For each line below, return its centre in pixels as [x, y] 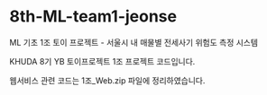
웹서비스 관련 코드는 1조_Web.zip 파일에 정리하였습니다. [107, 80]
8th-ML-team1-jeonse [93, 17]
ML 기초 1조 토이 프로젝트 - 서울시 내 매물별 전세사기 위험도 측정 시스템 [134, 42]
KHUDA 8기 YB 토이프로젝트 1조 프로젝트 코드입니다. [102, 61]
